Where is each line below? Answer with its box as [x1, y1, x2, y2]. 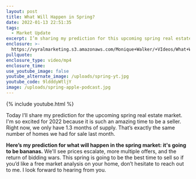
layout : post [6, 8, 38, 15]
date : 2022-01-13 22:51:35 [6, 19, 72, 25]
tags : [6, 24, 19, 31]
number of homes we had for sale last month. [6, 130, 116, 137]
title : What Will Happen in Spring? [6, 14, 95, 20]
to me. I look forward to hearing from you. [6, 166, 107, 173]
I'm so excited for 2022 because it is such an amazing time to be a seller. [6, 118, 181, 125]
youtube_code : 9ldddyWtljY [6, 79, 72, 85]
